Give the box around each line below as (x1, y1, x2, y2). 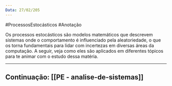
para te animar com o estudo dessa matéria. (5, 53, 99, 59)
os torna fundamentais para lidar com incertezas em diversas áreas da (5, 42, 155, 49)
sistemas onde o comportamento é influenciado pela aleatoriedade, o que (5, 37, 161, 43)
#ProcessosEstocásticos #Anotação (5, 21, 82, 28)
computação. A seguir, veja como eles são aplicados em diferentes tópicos (5, 48, 164, 54)
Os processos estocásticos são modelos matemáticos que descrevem (5, 31, 153, 37)
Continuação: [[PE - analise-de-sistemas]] (5, 73, 144, 82)
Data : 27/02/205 (5, 7, 40, 13)
